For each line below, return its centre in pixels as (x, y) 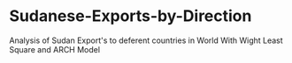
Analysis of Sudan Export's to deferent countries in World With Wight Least (146, 40)
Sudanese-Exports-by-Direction (131, 16)
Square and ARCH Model (54, 49)
